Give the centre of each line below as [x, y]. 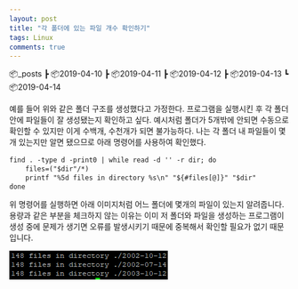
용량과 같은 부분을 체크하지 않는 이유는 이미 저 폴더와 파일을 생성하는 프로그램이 [147, 216]
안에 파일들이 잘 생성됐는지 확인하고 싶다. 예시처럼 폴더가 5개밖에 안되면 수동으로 [149, 120]
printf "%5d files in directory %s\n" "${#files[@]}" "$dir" [141, 178]
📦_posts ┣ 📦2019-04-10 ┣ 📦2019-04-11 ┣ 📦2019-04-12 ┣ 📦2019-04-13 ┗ [149, 74]
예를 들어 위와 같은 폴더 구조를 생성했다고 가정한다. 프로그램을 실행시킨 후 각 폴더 [149, 109]
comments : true [37, 47]
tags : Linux [31, 37]
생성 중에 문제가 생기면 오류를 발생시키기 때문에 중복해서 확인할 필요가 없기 [139, 227]
